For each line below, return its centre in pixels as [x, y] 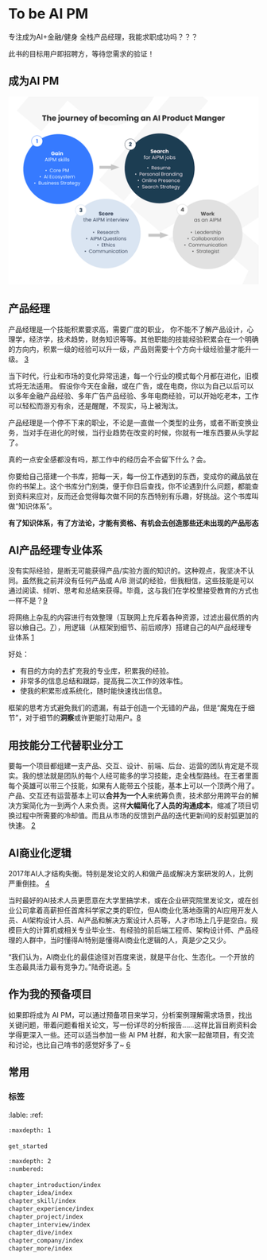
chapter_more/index [41, 1248]
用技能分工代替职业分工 [66, 745]
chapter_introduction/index [55, 1185]
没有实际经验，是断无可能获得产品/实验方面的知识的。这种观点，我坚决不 [128, 571]
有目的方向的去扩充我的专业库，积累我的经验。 [96, 671]
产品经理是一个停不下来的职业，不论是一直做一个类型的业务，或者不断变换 [130, 423]
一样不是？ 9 [28, 601]
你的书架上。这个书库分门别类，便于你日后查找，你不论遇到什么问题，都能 [130, 486]
